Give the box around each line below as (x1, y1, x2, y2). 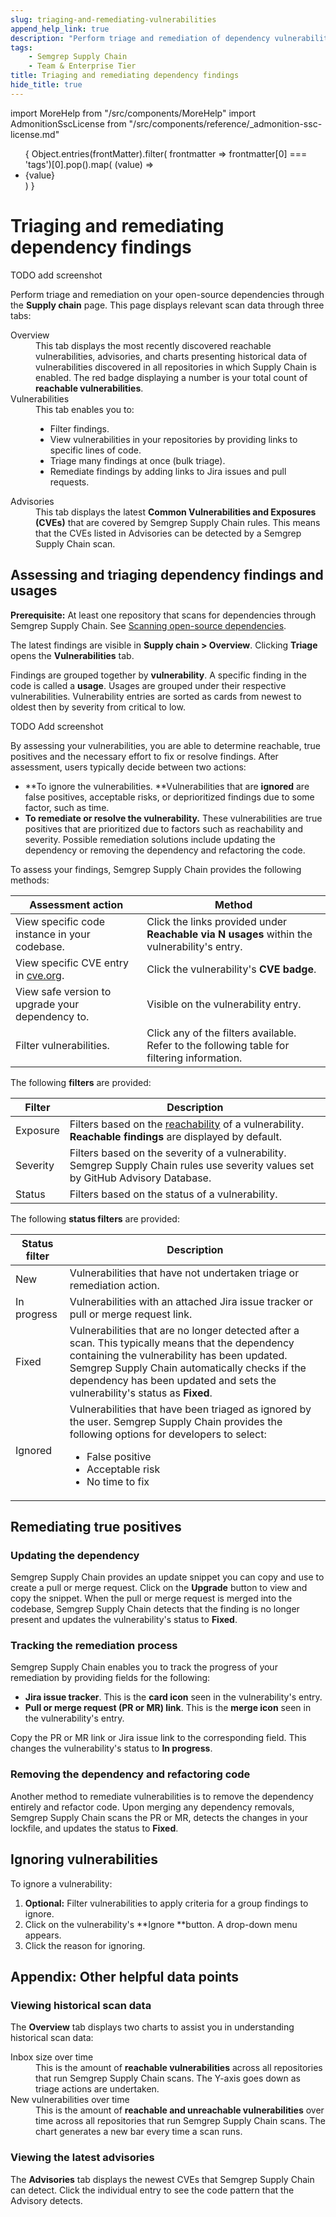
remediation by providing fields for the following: (10, 1672, 211, 1684)
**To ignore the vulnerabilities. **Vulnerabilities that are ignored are (24, 780, 310, 792)
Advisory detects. (10, 2194, 83, 2206)
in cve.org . (15, 968, 65, 982)
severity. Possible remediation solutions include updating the (24, 833, 276, 845)
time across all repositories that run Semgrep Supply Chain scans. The (35, 2115, 326, 2127)
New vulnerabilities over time (10, 2094, 130, 2106)
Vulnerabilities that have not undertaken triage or (69, 1266, 300, 1280)
